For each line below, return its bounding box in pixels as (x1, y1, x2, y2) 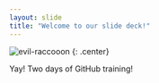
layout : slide (9, 12, 63, 22)
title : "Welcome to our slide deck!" (9, 21, 151, 30)
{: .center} (71, 46, 110, 56)
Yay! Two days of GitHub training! (9, 63, 133, 74)
